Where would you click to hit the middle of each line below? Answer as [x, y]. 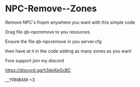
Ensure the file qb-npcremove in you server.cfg [53, 41]
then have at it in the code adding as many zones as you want [68, 51]
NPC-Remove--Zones [51, 9]
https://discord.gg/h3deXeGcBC [38, 70]
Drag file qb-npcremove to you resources [48, 32]
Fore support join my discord [35, 60]
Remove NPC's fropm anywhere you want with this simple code [70, 22]
